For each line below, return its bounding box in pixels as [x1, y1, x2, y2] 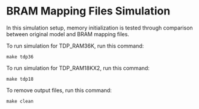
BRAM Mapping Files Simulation [6, 4, 171, 18]
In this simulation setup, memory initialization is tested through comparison [6, 24, 194, 31]
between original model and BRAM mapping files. [6, 30, 129, 37]
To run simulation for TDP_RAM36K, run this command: [6, 42, 144, 49]
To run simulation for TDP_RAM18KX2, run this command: [6, 64, 150, 72]
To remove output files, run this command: [6, 86, 112, 94]
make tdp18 [6, 76, 34, 82]
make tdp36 [6, 54, 34, 60]
